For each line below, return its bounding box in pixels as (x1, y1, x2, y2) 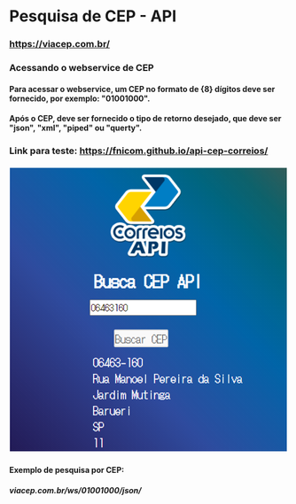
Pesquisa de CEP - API (9, 6, 177, 27)
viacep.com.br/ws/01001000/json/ (9, 485, 142, 495)
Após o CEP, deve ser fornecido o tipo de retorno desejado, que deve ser (9, 113, 282, 124)
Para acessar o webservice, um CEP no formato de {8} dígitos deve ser (9, 83, 276, 94)
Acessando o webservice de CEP (9, 62, 154, 74)
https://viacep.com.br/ (9, 38, 111, 50)
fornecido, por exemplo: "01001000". (9, 93, 151, 104)
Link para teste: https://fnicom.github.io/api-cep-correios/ (9, 144, 269, 157)
